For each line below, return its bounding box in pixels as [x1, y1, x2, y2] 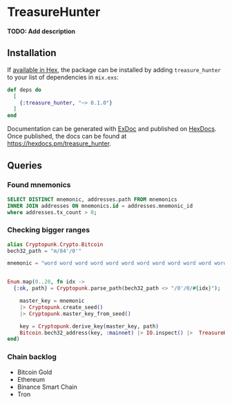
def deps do [7, 86, 41, 94]
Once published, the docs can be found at [7, 132, 127, 141]
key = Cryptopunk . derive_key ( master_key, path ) [19, 323, 159, 330]
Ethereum [17, 375, 45, 383]
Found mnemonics [7, 180, 71, 190]
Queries [7, 159, 43, 171]
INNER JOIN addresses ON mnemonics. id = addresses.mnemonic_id [7, 202, 193, 209]
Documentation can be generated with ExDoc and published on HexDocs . [7, 125, 217, 133]
